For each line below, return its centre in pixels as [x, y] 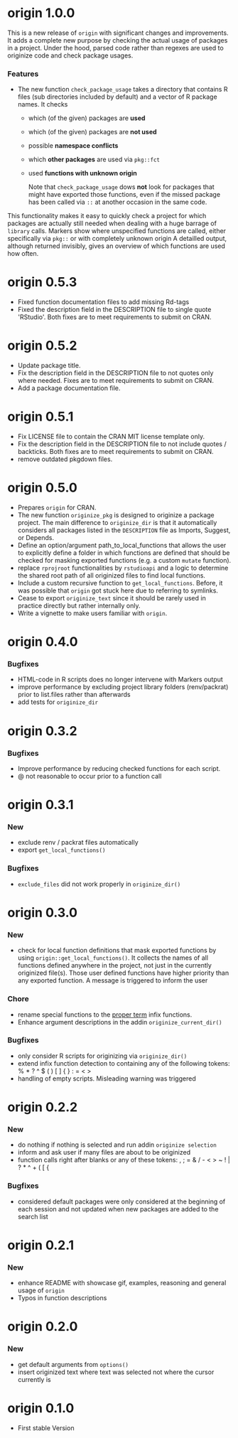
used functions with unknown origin [82, 173]
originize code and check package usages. [70, 55]
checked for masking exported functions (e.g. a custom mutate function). [124, 560]
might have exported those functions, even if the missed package [124, 195]
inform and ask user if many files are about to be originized [104, 1152]
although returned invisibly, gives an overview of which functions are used [117, 246]
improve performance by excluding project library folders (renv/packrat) [123, 687]
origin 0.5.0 [43, 488]
